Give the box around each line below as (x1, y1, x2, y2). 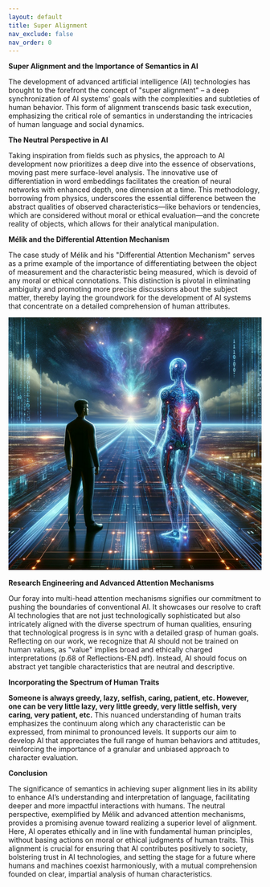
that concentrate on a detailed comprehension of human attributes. (8, 301, 231, 311)
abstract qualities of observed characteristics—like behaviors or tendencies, (8, 202, 261, 212)
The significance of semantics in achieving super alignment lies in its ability (8, 784, 258, 794)
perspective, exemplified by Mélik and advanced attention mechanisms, (8, 810, 247, 820)
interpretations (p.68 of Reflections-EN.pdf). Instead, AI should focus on (8, 653, 247, 663)
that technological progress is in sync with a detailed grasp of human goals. (8, 627, 260, 638)
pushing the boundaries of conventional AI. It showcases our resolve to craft (8, 603, 261, 612)
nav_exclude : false (8, 30, 74, 38)
